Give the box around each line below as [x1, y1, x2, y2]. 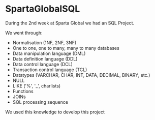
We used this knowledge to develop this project [5, 109, 105, 115]
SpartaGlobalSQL [5, 3, 80, 15]
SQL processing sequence [12, 99, 69, 105]
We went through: [5, 29, 43, 36]
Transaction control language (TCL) [12, 67, 87, 73]
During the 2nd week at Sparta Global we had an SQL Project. [5, 20, 135, 26]
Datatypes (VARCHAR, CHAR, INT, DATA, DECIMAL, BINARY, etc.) [12, 72, 150, 78]
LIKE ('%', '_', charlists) [12, 82, 61, 89]
